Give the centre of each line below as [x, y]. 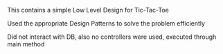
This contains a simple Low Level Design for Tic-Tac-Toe [88, 10]
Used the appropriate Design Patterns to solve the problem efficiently [106, 23]
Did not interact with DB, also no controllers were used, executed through [112, 37]
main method [26, 44]
